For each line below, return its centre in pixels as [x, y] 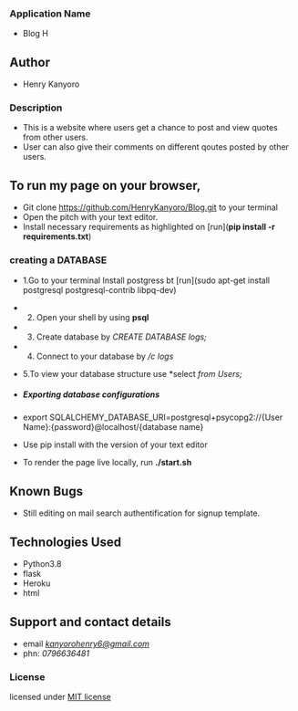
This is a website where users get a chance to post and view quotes [150, 128]
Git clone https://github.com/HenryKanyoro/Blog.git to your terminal [150, 207]
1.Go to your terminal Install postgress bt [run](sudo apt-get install [146, 280]
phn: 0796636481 [56, 653]
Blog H [35, 34]
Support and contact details [90, 622]
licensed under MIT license [60, 697]
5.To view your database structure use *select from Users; [133, 373]
